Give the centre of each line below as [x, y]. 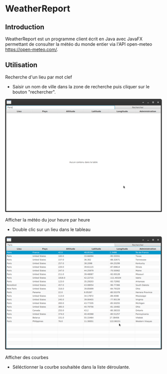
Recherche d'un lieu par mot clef [39, 77]
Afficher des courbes [27, 358]
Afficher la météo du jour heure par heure [48, 220]
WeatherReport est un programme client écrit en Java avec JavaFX [74, 39]
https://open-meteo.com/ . [32, 49]
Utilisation [21, 65]
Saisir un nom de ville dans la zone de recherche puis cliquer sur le [81, 86]
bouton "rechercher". [34, 92]
